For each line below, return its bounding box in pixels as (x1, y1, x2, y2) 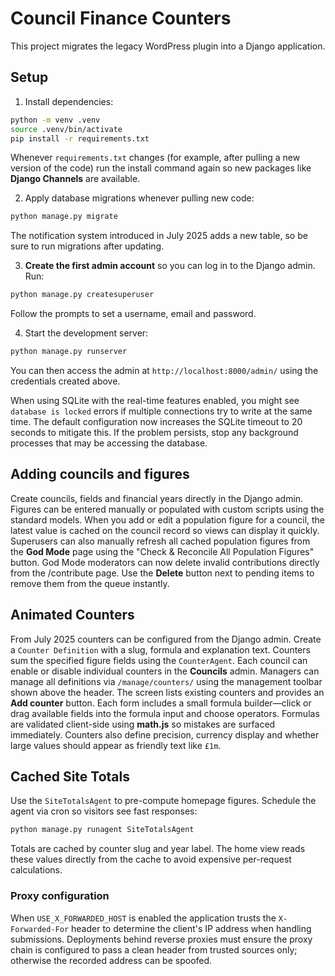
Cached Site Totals (10, 768, 130, 786)
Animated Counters (10, 607, 135, 624)
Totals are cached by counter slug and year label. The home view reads (10, 843, 306, 855)
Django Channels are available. (10, 173, 141, 185)
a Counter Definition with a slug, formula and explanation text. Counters (10, 643, 311, 656)
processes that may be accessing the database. (10, 437, 208, 449)
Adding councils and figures (10, 466, 190, 483)
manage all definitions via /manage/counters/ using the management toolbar (10, 675, 323, 687)
